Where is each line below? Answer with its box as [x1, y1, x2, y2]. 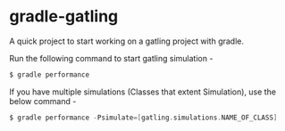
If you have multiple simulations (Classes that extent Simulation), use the [9, 86, 277, 97]
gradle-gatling [9, 6, 119, 27]
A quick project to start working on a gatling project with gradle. [9, 36, 244, 46]
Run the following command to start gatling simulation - [9, 53, 214, 63]
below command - [9, 95, 77, 106]
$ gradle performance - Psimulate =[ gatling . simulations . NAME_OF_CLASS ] [9, 113, 278, 122]
